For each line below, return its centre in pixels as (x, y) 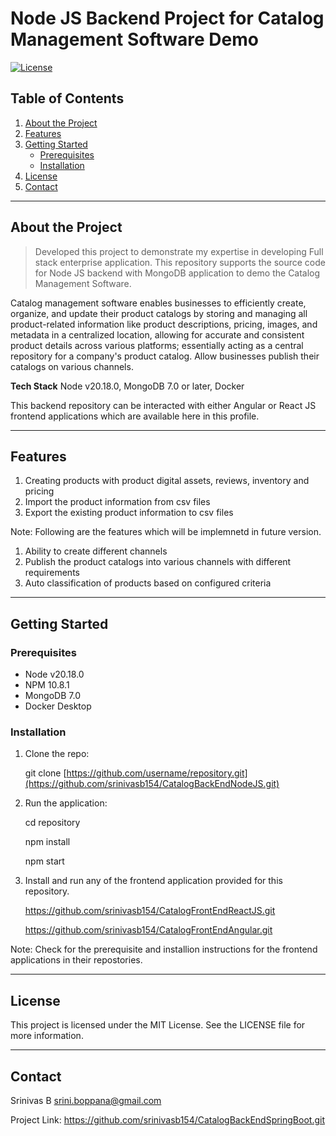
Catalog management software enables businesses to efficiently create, (158, 303)
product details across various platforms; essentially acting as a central (157, 345)
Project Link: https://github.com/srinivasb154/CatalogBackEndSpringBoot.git (167, 1119)
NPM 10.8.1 (47, 685)
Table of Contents (67, 98)
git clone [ (45, 773)
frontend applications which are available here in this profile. (135, 416)
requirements (52, 573)
